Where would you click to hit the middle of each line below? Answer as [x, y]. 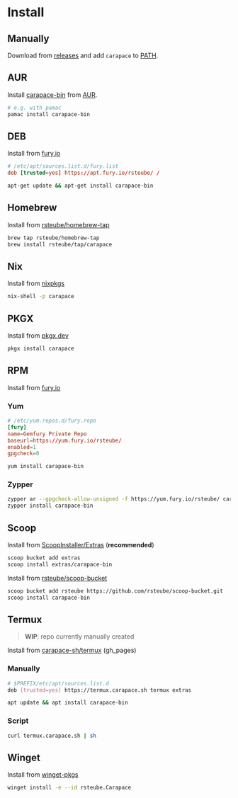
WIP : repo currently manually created [79, 637]
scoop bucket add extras [44, 558]
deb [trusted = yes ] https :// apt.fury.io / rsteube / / [84, 173]
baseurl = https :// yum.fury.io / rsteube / [64, 440]
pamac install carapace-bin [49, 114]
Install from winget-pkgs [43, 775]
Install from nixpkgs [36, 283]
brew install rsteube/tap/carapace [60, 244]
